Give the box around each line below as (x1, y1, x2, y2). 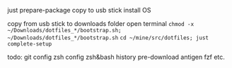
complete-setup (7, 41, 52, 48)
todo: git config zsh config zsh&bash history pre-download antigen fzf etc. (7, 53, 225, 61)
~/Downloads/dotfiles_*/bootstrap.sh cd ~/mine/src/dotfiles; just (7, 34, 209, 41)
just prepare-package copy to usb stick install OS (7, 6, 151, 14)
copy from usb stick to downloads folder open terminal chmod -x (7, 20, 195, 27)
